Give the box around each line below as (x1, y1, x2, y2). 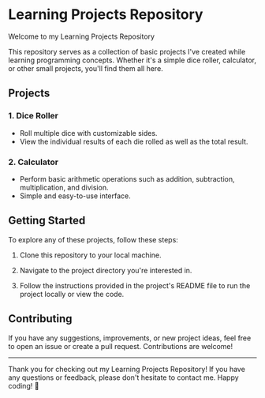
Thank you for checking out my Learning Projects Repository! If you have (8, 364, 246, 374)
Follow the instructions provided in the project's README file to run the (19, 280, 251, 290)
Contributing (8, 312, 73, 325)
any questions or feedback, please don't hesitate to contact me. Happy (8, 373, 239, 382)
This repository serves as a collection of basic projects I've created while (8, 47, 246, 56)
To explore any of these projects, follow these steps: (8, 235, 179, 244)
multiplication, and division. (19, 182, 109, 192)
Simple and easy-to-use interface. (19, 191, 132, 201)
